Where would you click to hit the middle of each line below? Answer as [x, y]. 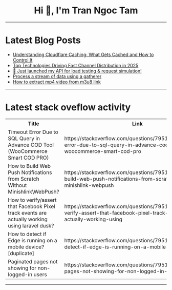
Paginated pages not [33, 261]
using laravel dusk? [31, 225]
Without [17, 185]
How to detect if [27, 234]
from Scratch [24, 179]
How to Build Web [29, 166]
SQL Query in [24, 138]
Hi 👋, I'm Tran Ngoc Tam [86, 11]
